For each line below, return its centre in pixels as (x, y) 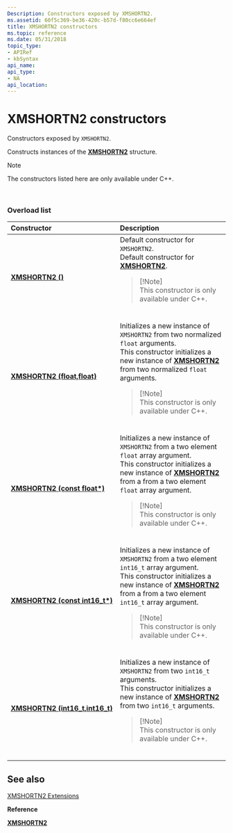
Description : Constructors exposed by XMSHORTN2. (80, 14)
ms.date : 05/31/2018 (37, 40)
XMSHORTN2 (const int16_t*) (62, 601)
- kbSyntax (23, 59)
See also (26, 779)
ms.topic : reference (37, 33)
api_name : (21, 65)
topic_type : (24, 46)
